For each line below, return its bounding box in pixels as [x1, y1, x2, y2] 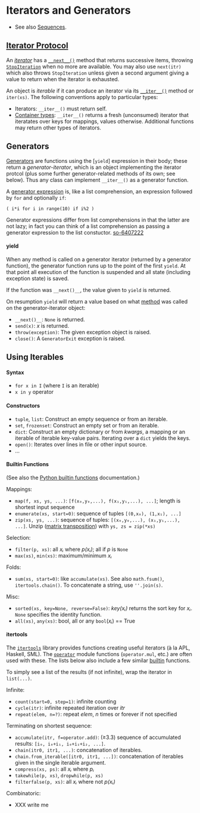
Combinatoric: [6, 789, 41, 797]
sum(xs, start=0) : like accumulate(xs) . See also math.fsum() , [14, 575, 164, 582]
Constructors [6, 402, 40, 409]
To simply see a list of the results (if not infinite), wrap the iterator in [6, 668, 173, 675]
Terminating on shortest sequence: [6, 722, 92, 729]
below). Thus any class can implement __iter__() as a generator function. [6, 176, 189, 183]
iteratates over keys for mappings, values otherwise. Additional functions [14, 118, 194, 125]
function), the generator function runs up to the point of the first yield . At [6, 262, 186, 269]
